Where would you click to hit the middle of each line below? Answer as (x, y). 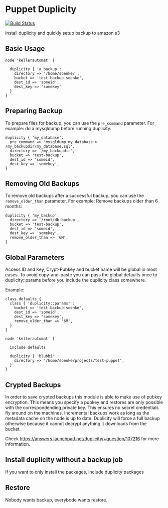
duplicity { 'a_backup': (36, 69)
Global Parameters (35, 257)
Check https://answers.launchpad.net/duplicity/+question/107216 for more (82, 439)
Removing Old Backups (42, 184)
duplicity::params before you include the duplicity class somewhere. (76, 280)
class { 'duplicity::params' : (42, 303)
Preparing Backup (34, 111)
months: (14, 207)
